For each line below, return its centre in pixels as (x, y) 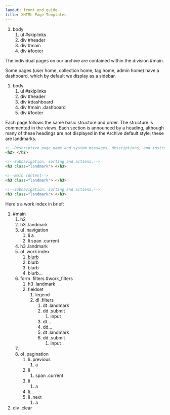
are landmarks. (21, 139)
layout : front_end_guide (31, 10)
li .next (35, 397)
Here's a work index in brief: (35, 204)
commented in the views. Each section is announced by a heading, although (85, 128)
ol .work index (35, 251)
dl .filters (45, 300)
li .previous (39, 359)
